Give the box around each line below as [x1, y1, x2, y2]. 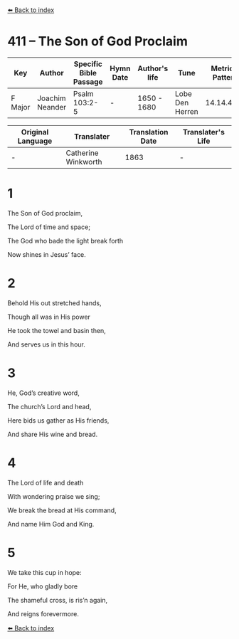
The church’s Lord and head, [7, 402, 92, 411]
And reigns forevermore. [7, 609, 80, 618]
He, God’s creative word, [7, 389, 80, 397]
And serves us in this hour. [7, 340, 85, 349]
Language [17, 136, 53, 146]
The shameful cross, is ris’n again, [7, 596, 108, 604]
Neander [36, 102, 67, 112]
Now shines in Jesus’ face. [7, 250, 87, 258]
